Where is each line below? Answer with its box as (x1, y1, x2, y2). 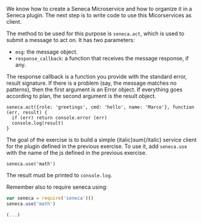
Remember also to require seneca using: (6, 183, 108, 191)
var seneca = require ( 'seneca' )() (6, 195, 94, 201)
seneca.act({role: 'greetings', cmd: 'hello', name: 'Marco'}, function (6, 104, 195, 110)
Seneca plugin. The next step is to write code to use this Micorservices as (6, 12, 192, 19)
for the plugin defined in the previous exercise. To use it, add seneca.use (6, 143, 187, 150)
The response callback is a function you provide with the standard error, (6, 73, 187, 80)
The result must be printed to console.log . (6, 172, 113, 179)
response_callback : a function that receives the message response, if (15, 55, 189, 62)
